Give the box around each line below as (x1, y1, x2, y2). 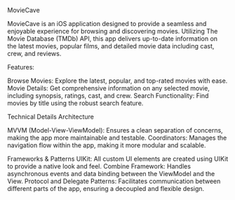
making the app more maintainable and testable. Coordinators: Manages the (7, 133, 227, 142)
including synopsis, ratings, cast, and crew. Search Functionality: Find (7, 91, 209, 100)
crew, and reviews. (7, 49, 62, 58)
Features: (7, 63, 35, 71)
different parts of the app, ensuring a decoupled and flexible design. (7, 185, 205, 192)
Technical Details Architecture (7, 112, 95, 121)
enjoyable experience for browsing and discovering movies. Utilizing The (7, 27, 218, 35)
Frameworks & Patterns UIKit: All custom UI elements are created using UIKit (7, 154, 229, 163)
